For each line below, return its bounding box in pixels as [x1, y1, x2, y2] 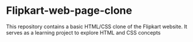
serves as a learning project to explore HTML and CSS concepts [6, 29, 161, 36]
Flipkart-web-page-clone [6, 4, 133, 17]
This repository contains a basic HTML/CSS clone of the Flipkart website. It [6, 23, 188, 30]
